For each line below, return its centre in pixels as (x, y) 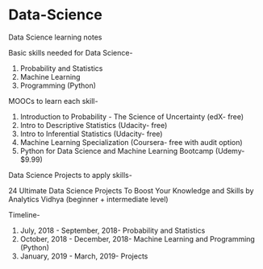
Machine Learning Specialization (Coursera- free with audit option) (131, 142)
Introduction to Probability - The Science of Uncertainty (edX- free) (132, 116)
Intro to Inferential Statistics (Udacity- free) (91, 134)
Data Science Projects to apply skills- (71, 175)
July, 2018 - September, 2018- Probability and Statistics (113, 230)
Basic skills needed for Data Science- (71, 52)
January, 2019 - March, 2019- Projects (84, 256)
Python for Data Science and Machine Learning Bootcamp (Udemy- (132, 151)
